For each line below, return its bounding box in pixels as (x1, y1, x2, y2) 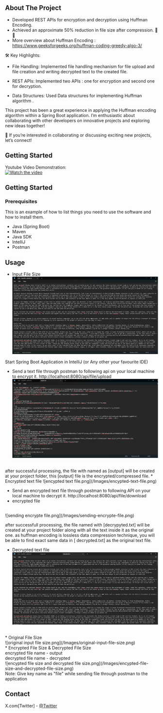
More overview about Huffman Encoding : (12, 37, 96, 43)
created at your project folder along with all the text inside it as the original (5, 527, 154, 533)
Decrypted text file (12, 546, 49, 553)
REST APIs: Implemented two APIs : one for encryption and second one (12, 78, 155, 84)
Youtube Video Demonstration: (5, 164, 66, 170)
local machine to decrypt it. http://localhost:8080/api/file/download (12, 492, 147, 498)
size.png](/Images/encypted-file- (81, 660, 149, 666)
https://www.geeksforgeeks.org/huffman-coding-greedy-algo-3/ (12, 42, 142, 48)
